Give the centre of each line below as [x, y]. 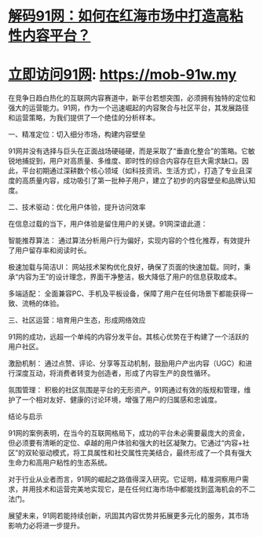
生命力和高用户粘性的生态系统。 [60, 463]
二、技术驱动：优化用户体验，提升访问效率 [77, 207]
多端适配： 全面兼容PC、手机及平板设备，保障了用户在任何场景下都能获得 [128, 294]
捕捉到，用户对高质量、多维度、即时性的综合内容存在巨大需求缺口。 [131, 161]
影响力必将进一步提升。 [46, 526]
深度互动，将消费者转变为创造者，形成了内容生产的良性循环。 [114, 373]
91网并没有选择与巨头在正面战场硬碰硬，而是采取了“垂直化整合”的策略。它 [128, 151]
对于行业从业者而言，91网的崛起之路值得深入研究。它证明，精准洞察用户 [125, 480]
